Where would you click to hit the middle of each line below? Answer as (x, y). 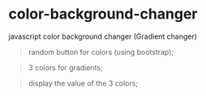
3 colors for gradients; (65, 67)
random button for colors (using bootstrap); (101, 52)
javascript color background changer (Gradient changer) (103, 36)
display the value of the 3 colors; (83, 83)
